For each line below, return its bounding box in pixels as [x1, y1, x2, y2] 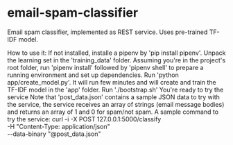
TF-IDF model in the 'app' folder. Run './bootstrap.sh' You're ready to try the [7, 85, 224, 94]
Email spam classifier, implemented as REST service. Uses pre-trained [7, 28, 208, 36]
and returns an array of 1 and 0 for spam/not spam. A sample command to [7, 108, 219, 116]
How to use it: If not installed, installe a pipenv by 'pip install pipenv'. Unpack [7, 49, 226, 57]
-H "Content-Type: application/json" [7, 122, 110, 130]
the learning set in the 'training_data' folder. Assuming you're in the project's [7, 56, 226, 64]
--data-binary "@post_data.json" [7, 130, 101, 138]
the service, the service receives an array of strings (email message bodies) [7, 100, 225, 108]
